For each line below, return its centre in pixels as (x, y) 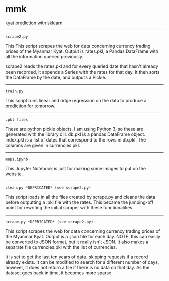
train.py (14, 91)
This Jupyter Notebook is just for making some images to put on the (76, 168)
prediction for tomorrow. (30, 106)
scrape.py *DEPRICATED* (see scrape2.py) (49, 222)
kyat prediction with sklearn (34, 23)
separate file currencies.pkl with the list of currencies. (61, 247)
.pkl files (17, 120)
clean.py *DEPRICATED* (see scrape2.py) (48, 188)
